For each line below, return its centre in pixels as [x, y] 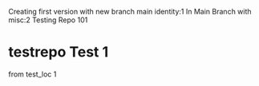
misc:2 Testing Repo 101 [48, 20]
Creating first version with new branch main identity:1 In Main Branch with [130, 12]
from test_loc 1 [32, 74]
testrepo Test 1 [59, 52]
